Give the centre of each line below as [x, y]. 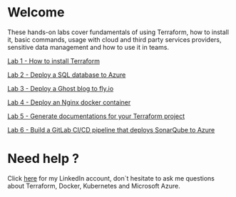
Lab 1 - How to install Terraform [53, 60]
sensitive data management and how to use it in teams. [88, 47]
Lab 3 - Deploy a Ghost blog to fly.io [61, 88]
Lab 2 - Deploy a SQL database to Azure [67, 75]
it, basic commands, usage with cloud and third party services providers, [115, 39]
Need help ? [43, 159]
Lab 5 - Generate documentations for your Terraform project [96, 116]
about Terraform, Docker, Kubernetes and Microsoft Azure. [94, 186]
